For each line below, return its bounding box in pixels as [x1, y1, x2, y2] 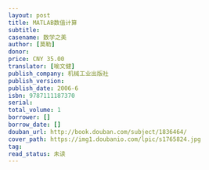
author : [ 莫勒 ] [8, 41, 56, 49]
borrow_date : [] [8, 121, 61, 128]
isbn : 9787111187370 [8, 92, 76, 99]
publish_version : [8, 77, 65, 85]
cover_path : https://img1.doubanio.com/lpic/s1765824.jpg [8, 135, 201, 143]
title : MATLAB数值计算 [8, 19, 77, 27]
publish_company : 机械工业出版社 [8, 70, 109, 78]
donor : [8, 48, 30, 56]
